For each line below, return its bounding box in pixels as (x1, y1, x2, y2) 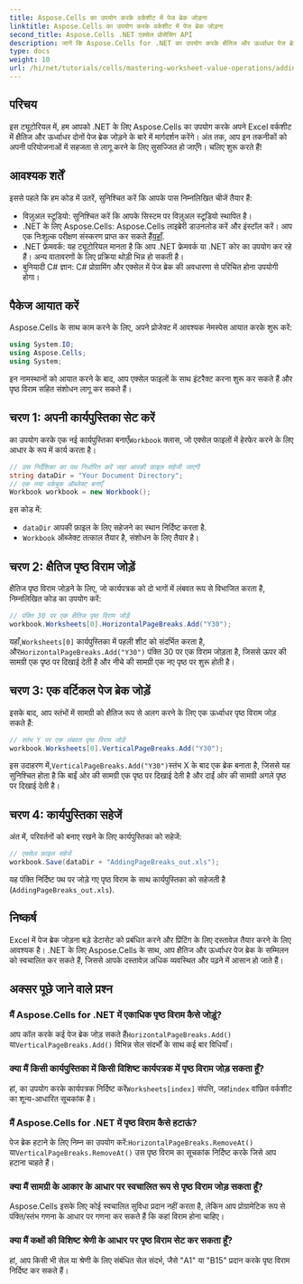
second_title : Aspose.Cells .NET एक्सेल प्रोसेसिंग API (9, 30, 193, 39)
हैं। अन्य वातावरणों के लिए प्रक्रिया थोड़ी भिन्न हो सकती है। (22, 250, 185, 262)
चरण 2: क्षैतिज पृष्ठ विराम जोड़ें (9, 559, 135, 574)
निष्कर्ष (9, 911, 37, 926)
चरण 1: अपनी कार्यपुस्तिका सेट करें (9, 411, 155, 426)
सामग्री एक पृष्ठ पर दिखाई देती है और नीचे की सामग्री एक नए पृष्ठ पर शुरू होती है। (9, 656, 235, 667)
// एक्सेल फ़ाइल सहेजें (9, 849, 72, 859)
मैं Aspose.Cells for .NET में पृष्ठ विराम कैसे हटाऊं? (9, 1116, 197, 1128)
